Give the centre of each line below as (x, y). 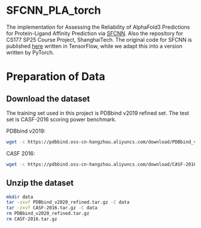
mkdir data (20, 197)
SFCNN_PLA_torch (54, 10)
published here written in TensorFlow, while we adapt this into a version (94, 46)
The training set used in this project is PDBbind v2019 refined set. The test (98, 113)
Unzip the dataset (40, 183)
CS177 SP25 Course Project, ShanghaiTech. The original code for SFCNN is (99, 39)
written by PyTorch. (30, 52)
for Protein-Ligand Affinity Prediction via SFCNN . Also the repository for (95, 33)
